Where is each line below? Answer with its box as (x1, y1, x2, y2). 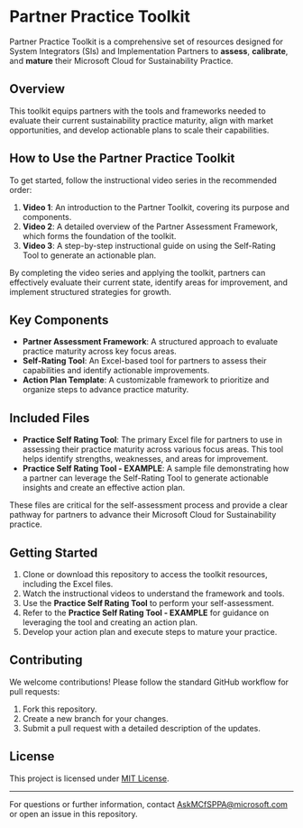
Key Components (9, 312, 109, 327)
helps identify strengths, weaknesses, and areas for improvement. (22, 454, 269, 465)
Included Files (9, 410, 90, 426)
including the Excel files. (22, 579, 114, 589)
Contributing (9, 652, 83, 668)
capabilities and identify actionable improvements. (22, 365, 210, 376)
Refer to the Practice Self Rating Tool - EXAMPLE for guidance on (22, 607, 269, 618)
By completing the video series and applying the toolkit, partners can (9, 267, 266, 278)
